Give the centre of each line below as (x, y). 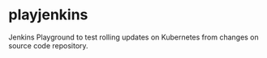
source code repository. (48, 45)
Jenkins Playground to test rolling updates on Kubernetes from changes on (134, 37)
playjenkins (48, 15)
